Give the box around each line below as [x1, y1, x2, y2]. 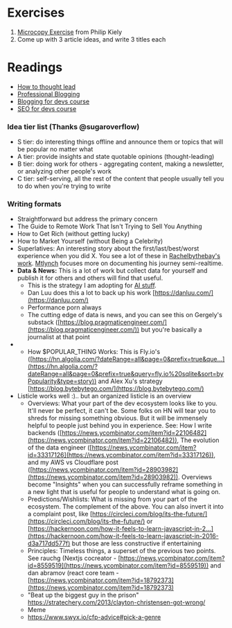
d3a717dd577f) [27, 539, 71, 548]
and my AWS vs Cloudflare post [27, 458, 119, 466]
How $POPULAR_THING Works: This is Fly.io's [27, 348, 161, 356]
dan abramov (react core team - [27, 569, 119, 577]
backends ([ [27, 429, 62, 437]
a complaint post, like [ [27, 510, 93, 518]
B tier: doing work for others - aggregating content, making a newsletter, [17, 160, 224, 168]
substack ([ [27, 318, 60, 327]
